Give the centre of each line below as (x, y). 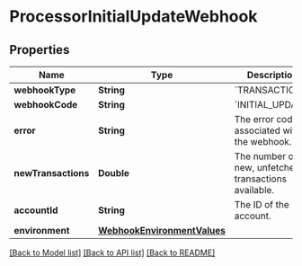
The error (254, 119)
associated (258, 130)
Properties (40, 50)
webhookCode (46, 105)
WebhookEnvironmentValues (162, 231)
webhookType (45, 90)
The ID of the (262, 204)
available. (254, 190)
